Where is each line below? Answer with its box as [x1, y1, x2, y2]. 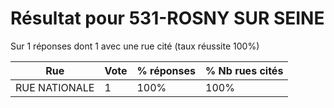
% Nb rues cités [205, 63, 284, 77]
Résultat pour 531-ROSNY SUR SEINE [10, 7, 325, 30]
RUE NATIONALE [15, 80, 95, 94]
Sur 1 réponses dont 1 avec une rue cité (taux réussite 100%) [10, 40, 260, 52]
